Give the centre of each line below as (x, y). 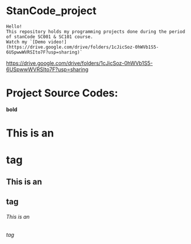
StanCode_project (51, 11)
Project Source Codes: (62, 93)
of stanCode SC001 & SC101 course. (50, 36)
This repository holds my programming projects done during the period (95, 31)
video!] (57, 42)
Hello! (14, 26)
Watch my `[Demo (26, 42)
